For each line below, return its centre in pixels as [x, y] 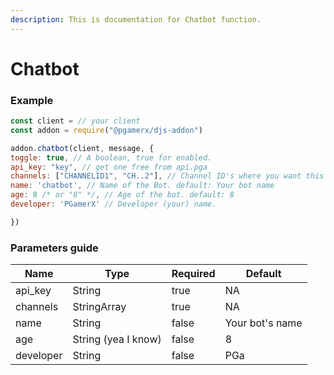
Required [193, 274]
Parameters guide [54, 248]
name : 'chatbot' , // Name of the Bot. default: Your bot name [142, 186]
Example [32, 100]
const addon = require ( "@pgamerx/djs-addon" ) [106, 130]
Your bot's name [263, 323]
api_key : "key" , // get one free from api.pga [109, 167]
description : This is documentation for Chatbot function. [136, 19]
